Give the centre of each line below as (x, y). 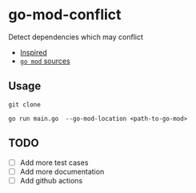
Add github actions (51, 180)
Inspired (33, 52)
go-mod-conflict (65, 15)
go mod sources (45, 61)
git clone (25, 105)
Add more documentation (62, 171)
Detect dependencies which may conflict (76, 37)
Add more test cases (54, 163)
